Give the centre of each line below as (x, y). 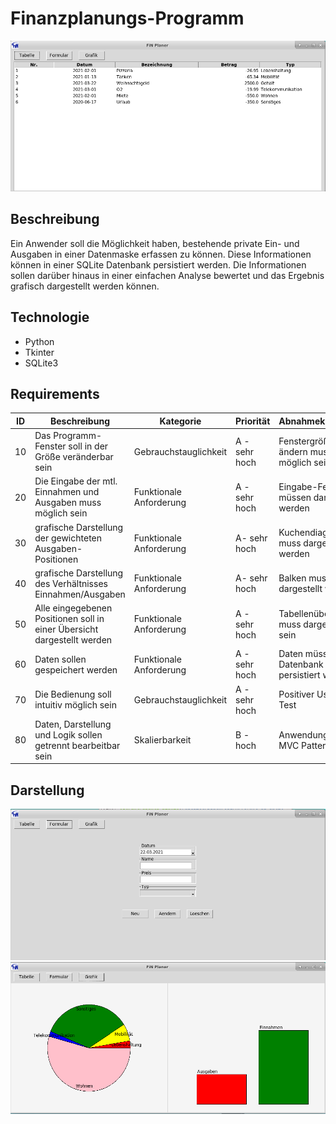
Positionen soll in (69, 619)
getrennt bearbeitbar (77, 745)
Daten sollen (60, 659)
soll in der (88, 446)
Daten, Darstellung (73, 724)
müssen (295, 497)
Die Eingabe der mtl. (76, 481)
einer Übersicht (66, 629)
